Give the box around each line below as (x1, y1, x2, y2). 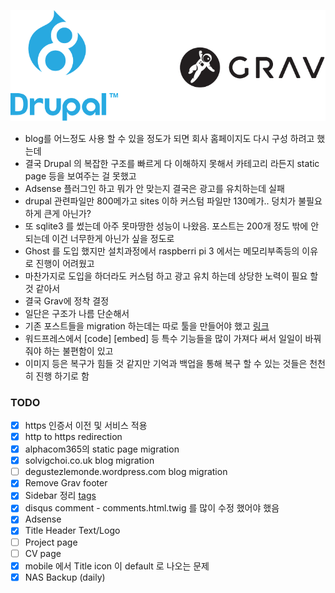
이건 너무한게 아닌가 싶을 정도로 (51, 232, 175, 244)
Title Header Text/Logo (24, 525, 121, 537)
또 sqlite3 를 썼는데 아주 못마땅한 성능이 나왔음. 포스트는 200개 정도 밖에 (24, 220, 309, 232)
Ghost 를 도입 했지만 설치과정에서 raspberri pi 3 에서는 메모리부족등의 (24, 245, 300, 257)
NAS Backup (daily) (24, 571, 106, 583)
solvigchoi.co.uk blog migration (24, 455, 155, 467)
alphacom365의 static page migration (24, 443, 180, 455)
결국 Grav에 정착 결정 (24, 295, 110, 307)
